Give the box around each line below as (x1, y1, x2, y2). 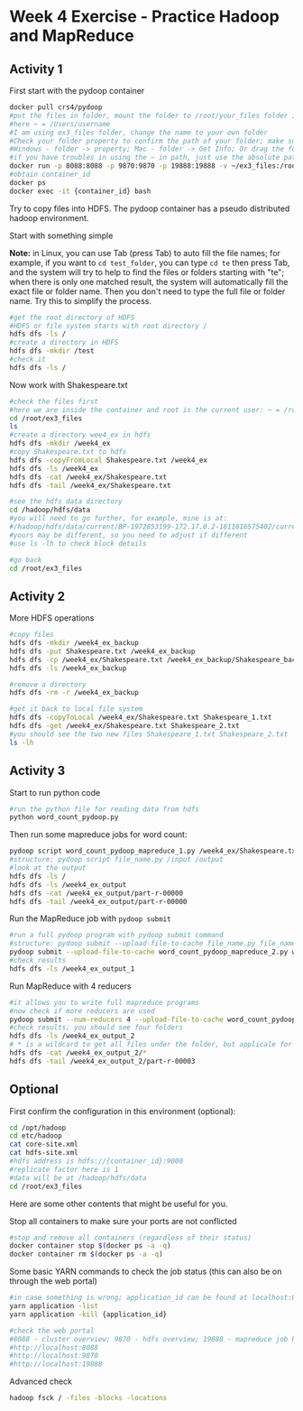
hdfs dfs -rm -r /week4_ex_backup (9, 688, 140, 697)
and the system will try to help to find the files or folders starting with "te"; (9, 266, 285, 277)
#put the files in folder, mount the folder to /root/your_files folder (9, 111, 289, 120)
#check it (9, 355, 47, 364)
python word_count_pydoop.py (9, 813, 119, 822)
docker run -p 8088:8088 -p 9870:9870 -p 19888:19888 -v (9, 161, 228, 171)
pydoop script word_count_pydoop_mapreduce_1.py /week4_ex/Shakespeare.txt (9, 846, 300, 856)
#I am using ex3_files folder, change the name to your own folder (9, 128, 269, 137)
